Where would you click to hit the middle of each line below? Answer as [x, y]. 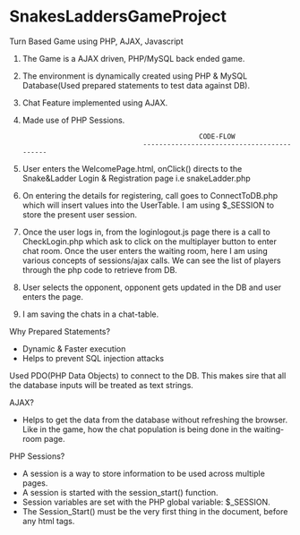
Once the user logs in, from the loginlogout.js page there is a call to [146, 232]
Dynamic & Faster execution [74, 348]
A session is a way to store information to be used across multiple [144, 473]
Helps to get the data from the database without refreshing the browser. [155, 420]
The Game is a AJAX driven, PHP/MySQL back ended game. [133, 58]
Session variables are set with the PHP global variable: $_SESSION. [146, 502]
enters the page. [52, 296]
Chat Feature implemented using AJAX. [95, 102]
